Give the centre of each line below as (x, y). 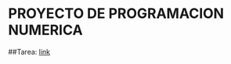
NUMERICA (46, 30)
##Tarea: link (29, 52)
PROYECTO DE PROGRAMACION (116, 14)
